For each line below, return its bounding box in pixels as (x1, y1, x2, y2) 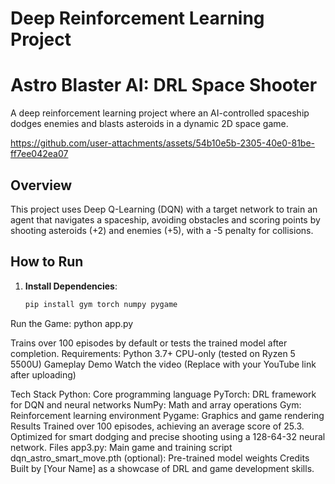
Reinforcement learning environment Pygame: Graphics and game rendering (10, 409, 325, 421)
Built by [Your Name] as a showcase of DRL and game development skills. (10, 462, 315, 474)
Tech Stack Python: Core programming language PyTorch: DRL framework (10, 388, 317, 400)
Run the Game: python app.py (10, 317, 134, 329)
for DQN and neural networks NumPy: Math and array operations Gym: (10, 398, 302, 411)
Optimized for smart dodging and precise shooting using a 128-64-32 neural (10, 430, 326, 442)
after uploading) (10, 368, 77, 381)
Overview (10, 177, 73, 194)
